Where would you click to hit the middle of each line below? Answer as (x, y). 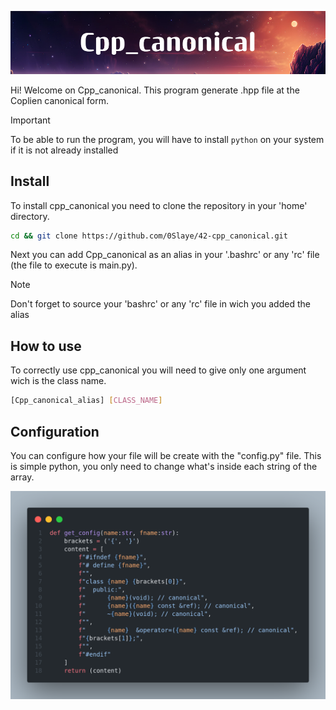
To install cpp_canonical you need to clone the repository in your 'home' (159, 205)
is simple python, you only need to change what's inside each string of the (164, 466)
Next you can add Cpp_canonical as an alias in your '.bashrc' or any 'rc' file (165, 255)
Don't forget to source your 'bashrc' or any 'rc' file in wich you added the (160, 304)
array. (22, 477)
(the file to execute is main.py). (74, 265)
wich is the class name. (58, 381)
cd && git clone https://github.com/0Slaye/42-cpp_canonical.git (149, 236)
